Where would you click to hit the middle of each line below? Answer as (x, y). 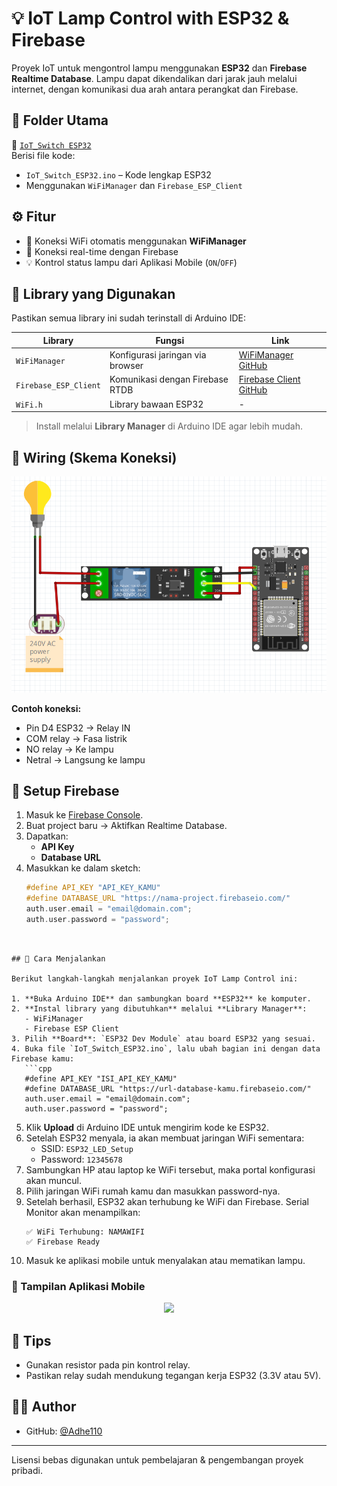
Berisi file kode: (43, 155)
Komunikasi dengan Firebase (169, 379)
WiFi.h (29, 405)
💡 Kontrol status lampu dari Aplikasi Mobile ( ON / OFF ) (131, 262)
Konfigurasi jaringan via (158, 355)
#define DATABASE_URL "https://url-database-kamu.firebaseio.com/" (168, 1088)
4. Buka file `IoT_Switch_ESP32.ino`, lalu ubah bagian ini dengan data (166, 1048)
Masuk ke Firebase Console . (84, 815)
